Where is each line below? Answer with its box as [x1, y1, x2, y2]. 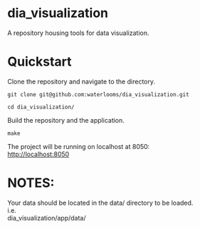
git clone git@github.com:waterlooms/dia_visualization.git [7, 91, 190, 98]
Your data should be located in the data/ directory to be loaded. [7, 198, 194, 207]
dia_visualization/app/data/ [7, 213, 86, 222]
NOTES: [7, 175, 55, 191]
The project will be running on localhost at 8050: [7, 142, 150, 151]
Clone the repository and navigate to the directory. [7, 77, 155, 86]
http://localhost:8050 [7, 150, 70, 158]
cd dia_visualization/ [7, 103, 75, 111]
